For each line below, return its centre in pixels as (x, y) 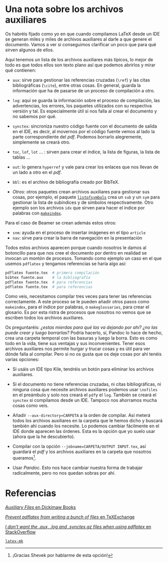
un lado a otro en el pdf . (37, 172)
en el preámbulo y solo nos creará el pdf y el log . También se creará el (84, 395)
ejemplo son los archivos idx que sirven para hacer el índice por (78, 207)
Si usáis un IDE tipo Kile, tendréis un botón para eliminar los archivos (83, 369)
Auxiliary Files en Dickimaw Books (40, 507)
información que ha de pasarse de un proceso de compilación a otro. (83, 90)
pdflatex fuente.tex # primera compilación (52, 273)
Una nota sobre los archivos (64, 9)
